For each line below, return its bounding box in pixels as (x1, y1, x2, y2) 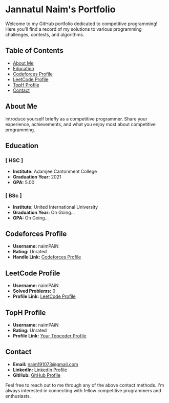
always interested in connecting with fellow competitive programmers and (5, 387, 161, 393)
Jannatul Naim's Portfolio (5, 4, 116, 15)
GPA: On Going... (12, 214, 49, 221)
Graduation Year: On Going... (12, 209, 75, 215)
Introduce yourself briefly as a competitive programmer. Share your (5, 115, 147, 122)
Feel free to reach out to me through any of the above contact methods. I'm (5, 382, 164, 388)
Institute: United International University (12, 204, 98, 210)
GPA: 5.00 (12, 179, 35, 186)
